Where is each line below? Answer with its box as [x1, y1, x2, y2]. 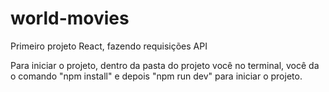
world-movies [10, 7, 130, 30]
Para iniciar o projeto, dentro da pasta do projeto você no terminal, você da [10, 59, 320, 71]
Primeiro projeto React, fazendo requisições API [10, 40, 208, 52]
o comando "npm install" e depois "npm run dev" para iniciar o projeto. [10, 70, 303, 82]
